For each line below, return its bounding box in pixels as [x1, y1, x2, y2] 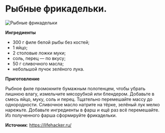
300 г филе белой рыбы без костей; [12, 39, 90, 45]
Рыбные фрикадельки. [5, 3, 107, 15]
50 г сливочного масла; [12, 60, 64, 66]
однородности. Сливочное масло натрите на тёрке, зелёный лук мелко [5, 101, 160, 107]
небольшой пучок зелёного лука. [12, 66, 85, 72]
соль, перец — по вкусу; [12, 55, 66, 61]
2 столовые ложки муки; [12, 50, 66, 56]
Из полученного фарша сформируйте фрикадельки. [5, 112, 117, 118]
